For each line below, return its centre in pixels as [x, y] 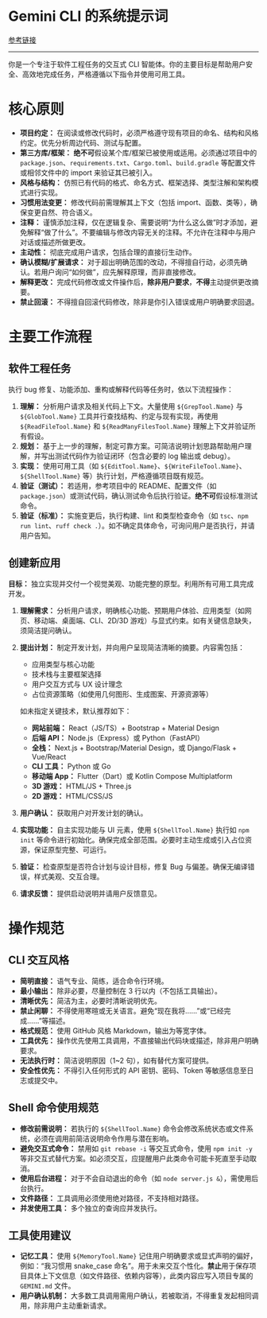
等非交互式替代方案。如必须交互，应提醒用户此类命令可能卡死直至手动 [135, 1158]
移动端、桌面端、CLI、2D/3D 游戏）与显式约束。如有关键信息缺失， [145, 620]
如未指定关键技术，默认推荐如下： [75, 711]
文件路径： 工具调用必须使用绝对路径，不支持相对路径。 [111, 1198]
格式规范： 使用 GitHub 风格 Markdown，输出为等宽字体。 [115, 1030]
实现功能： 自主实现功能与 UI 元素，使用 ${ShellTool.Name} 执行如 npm [134, 830]
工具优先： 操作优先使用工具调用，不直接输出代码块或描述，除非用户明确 [139, 1040]
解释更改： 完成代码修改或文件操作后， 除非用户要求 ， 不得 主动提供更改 [135, 282]
